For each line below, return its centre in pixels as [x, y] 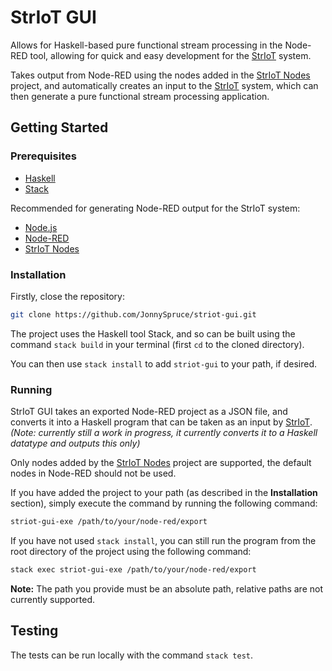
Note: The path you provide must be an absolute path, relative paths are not [166, 588]
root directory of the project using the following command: [131, 551]
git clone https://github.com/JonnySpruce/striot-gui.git [133, 314]
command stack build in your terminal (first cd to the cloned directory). [157, 344]
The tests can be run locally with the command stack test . [132, 655]
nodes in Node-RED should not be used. [93, 473]
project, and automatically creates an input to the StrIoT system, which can [164, 85]
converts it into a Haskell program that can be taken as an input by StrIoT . [161, 422]
